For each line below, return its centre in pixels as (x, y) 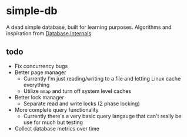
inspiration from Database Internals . (49, 33)
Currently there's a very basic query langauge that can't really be (102, 116)
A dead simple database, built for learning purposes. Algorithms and (89, 27)
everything (36, 85)
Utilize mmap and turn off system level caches (77, 91)
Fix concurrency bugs (41, 66)
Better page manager (40, 72)
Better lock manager (39, 97)
